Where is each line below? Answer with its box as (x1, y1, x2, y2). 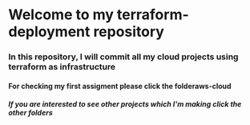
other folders (8, 108, 54, 118)
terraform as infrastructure (8, 62, 116, 73)
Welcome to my (8, 6, 115, 24)
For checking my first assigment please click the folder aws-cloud (8, 81, 232, 91)
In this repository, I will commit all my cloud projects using (8, 51, 239, 62)
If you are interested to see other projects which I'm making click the (8, 99, 242, 109)
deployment (8, 22, 91, 41)
